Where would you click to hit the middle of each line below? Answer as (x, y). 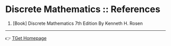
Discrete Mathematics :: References (83, 9)
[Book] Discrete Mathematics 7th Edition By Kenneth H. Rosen (78, 23)
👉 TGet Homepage (26, 38)
